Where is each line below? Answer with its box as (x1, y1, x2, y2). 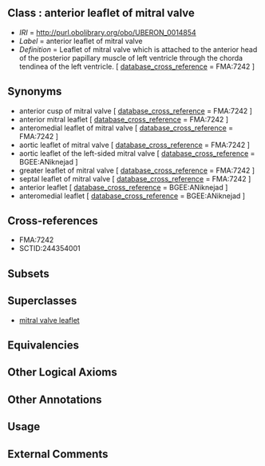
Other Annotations (7, 392, 102, 406)
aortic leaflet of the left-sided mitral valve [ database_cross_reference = (18, 148, 255, 158)
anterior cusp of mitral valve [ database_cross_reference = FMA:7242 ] (18, 106, 253, 115)
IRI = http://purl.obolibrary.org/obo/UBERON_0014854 (18, 27, 196, 37)
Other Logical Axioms (7, 365, 117, 379)
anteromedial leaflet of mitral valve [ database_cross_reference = (18, 123, 233, 133)
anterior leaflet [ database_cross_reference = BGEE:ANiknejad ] (18, 182, 228, 192)
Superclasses (7, 294, 77, 308)
